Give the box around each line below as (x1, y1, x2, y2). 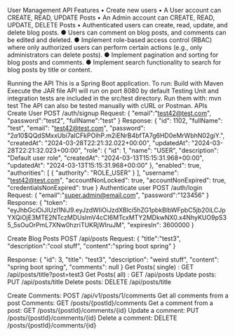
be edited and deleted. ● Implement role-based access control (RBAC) (7, 36, 213, 44)
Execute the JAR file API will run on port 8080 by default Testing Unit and (7, 87, 219, 95)
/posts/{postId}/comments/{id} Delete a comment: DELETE (7, 314, 177, 322)
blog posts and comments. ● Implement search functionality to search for (7, 58, 222, 66)
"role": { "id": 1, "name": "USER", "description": (83, 147, 219, 154)
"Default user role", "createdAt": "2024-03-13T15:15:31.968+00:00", (7, 154, 204, 162)
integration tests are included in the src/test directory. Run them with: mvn (7, 94, 222, 102)
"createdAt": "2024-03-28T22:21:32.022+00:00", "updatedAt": (7, 139, 191, 147)
